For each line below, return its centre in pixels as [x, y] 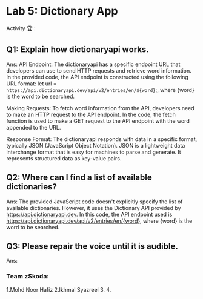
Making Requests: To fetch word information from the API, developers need [101, 108]
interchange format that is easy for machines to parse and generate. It [94, 152]
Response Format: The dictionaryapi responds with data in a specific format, [102, 139]
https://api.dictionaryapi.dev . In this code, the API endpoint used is [89, 214]
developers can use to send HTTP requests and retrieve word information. [99, 70]
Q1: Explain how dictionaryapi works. [78, 50]
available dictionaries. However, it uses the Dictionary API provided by [94, 208]
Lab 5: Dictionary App [62, 11]
